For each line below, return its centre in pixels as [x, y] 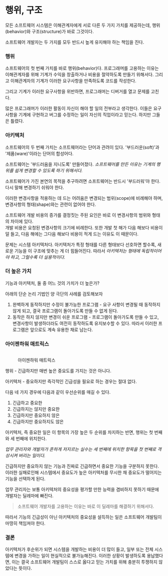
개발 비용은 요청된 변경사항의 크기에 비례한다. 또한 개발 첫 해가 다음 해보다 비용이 [84, 227]
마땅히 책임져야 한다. [25, 523]
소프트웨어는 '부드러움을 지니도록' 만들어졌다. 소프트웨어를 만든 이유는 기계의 [80, 164]
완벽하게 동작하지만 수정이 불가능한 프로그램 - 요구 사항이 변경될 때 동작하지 [86, 304]
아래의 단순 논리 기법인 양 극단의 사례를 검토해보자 [54, 294]
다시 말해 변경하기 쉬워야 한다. [35, 187]
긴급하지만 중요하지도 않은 [38, 422]
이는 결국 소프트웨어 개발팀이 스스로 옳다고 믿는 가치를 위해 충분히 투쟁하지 [85, 562]
